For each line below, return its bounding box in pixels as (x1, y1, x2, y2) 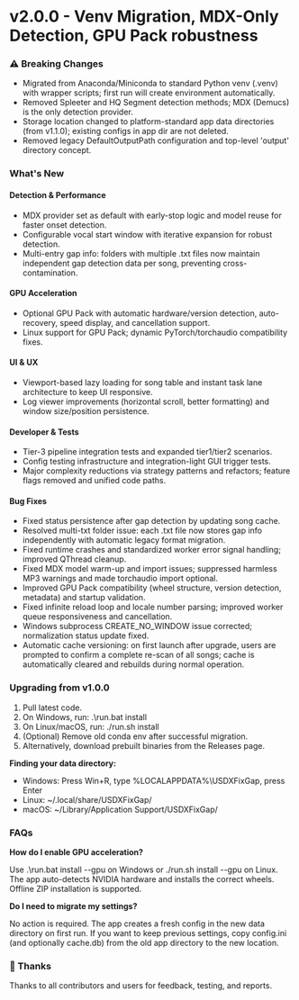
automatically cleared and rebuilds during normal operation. (22, 659, 245, 670)
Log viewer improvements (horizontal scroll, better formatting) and (22, 396, 270, 407)
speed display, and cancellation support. (59, 317, 211, 328)
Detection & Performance (9, 190, 106, 200)
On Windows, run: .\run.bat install (22, 711, 147, 722)
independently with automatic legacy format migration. (22, 535, 226, 545)
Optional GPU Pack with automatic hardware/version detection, (22, 308, 258, 319)
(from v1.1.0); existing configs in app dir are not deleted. (22, 126, 230, 137)
